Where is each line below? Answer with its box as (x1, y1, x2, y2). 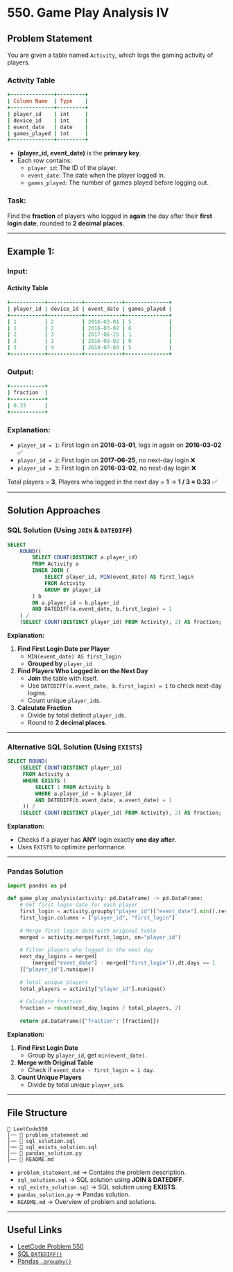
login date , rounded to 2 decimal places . (7, 219, 125, 227)
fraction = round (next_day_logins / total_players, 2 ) (19, 1005, 182, 1012)
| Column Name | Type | (7, 98, 89, 105)
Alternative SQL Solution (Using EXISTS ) (7, 742, 143, 752)
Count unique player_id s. (27, 696, 102, 705)
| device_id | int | (7, 117, 89, 124)
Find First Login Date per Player (17, 645, 110, 653)
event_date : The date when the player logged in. (27, 171, 166, 180)
